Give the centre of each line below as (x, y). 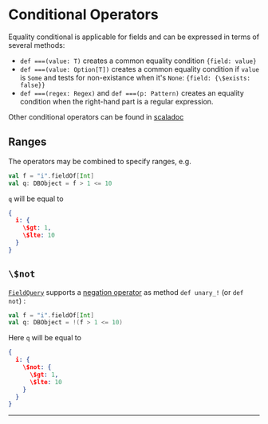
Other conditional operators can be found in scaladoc (96, 116)
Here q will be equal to (45, 338)
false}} (32, 85)
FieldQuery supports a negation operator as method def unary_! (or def (126, 292)
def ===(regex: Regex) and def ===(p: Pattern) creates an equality (132, 92)
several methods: (37, 45)
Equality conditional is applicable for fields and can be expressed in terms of (134, 37)
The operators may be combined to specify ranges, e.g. (100, 161)
